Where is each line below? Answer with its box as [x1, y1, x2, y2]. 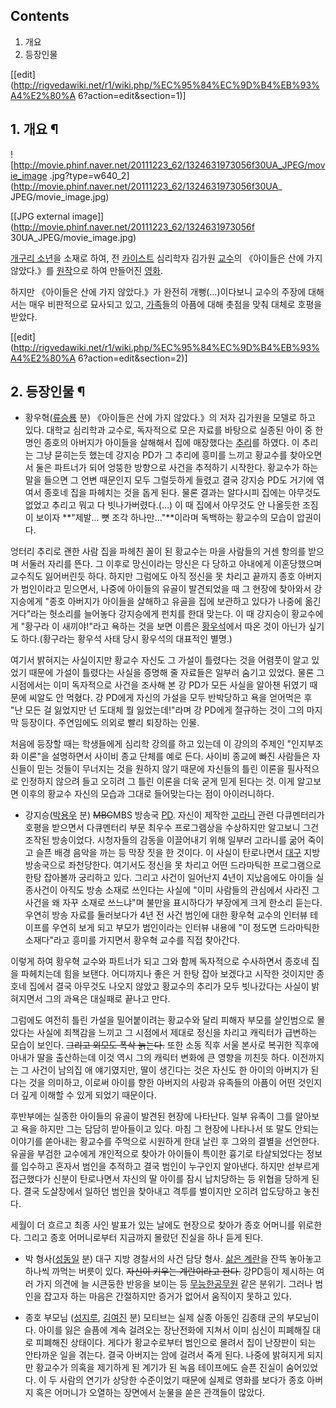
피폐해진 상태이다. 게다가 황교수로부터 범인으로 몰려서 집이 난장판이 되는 [35, 1337, 317, 1349]
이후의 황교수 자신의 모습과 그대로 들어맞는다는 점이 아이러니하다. [20, 788, 275, 800]
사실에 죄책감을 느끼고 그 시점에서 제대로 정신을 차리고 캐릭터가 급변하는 [36, 1027, 318, 1039]
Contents [10, 8, 70, 25]
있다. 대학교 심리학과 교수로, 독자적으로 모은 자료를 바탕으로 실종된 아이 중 [24, 424, 313, 436]
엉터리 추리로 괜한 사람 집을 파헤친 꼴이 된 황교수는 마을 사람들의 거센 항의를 [10, 545, 307, 558]
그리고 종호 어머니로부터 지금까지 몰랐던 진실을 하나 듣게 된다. [23, 1232, 264, 1244]
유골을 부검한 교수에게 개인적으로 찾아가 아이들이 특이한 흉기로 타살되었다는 [10, 1148, 305, 1160]
